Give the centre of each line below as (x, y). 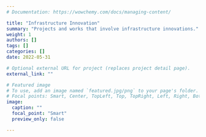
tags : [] (17, 46)
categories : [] (26, 52)
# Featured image (29, 85)
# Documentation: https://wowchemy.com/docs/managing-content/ (89, 12)
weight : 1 (19, 34)
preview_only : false (38, 119)
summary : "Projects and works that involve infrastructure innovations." (103, 29)
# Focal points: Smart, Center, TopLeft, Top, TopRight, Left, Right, (98, 96)
